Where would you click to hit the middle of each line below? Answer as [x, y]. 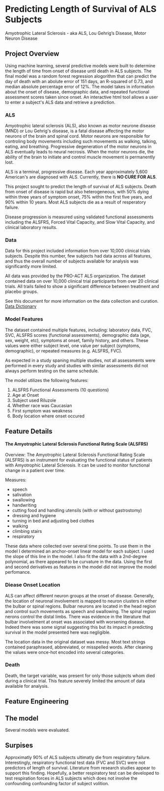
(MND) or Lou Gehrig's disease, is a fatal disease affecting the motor [75, 131]
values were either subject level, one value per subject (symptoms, [73, 346]
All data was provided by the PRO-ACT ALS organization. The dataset [75, 276]
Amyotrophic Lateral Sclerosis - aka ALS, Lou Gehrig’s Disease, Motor [76, 33]
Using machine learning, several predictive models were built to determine [80, 65]
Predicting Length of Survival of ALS [81, 9]
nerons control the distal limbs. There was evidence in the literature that [78, 616]
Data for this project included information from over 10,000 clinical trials [78, 251]
